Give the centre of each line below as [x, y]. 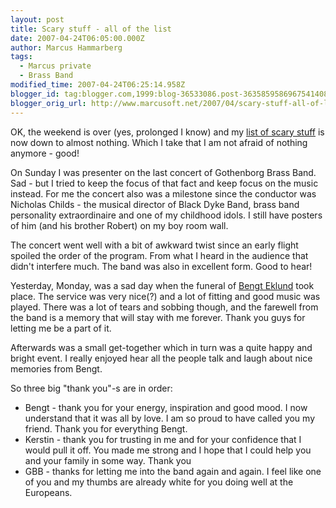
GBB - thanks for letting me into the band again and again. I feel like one [173, 471]
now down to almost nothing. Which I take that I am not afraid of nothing [159, 142]
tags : [21, 57]
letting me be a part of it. [61, 328]
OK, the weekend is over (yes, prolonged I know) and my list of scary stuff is [167, 132]
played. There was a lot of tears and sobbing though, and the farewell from [164, 307]
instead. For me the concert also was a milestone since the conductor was [163, 193]
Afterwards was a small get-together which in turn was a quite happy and [161, 347]
